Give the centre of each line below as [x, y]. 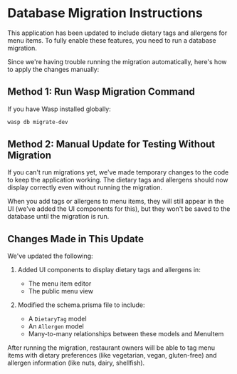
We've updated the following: [51, 256]
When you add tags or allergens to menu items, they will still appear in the [116, 202]
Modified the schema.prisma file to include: [81, 305]
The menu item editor [60, 284]
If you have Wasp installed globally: [59, 109]
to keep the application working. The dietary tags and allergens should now [118, 180]
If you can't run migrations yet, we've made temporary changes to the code [118, 172]
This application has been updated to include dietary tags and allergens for [117, 33]
